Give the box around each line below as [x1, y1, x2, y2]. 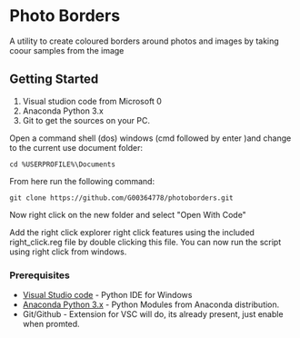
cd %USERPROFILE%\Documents [9, 160, 116, 169]
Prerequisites [9, 269, 70, 282]
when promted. [22, 319, 80, 330]
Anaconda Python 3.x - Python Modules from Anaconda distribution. [22, 299, 280, 310]
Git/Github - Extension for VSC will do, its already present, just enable [22, 309, 284, 320]
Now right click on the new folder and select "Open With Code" [9, 209, 247, 220]
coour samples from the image [9, 45, 125, 55]
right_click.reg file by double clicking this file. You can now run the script [9, 236, 282, 247]
